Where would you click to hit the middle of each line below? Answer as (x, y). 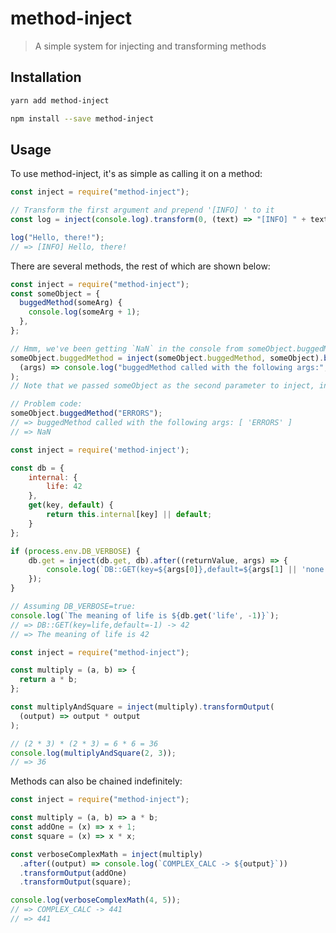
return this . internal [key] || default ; (129, 515)
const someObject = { (55, 293)
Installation (46, 77)
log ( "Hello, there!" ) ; (57, 237)
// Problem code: (46, 404)
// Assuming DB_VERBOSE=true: (73, 607)
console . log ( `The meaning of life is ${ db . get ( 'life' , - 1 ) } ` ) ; (145, 615)
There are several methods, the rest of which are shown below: (140, 266)
